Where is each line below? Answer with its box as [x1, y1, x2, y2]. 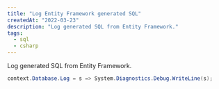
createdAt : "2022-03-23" [7, 17, 79, 24]
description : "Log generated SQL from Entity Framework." [7, 23, 179, 30]
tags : [7, 29, 23, 37]
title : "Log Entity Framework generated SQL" [7, 10, 141, 17]
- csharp [13, 42, 39, 49]
